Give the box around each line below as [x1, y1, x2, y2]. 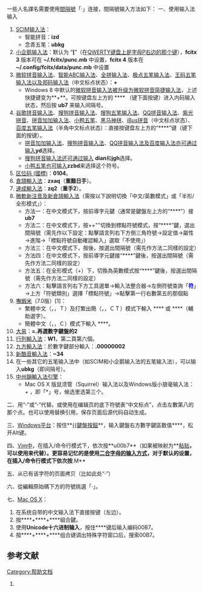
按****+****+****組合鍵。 [15, 516, 82, 523]
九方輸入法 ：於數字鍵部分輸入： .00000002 [15, 343, 126, 350]
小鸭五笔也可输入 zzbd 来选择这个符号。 [24, 162, 123, 169]
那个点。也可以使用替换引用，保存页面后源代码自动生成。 [7, 408, 150, 416]
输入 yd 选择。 [24, 147, 58, 154]
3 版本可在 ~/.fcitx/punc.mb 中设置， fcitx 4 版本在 [15, 56, 144, 63]
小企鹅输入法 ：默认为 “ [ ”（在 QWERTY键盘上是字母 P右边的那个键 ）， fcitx [15, 48, 197, 56]
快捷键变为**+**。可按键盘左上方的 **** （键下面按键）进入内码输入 [24, 94, 196, 101]
